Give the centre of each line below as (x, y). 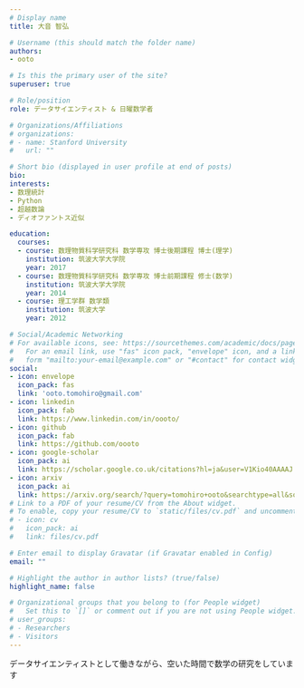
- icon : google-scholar (54, 453)
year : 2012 (46, 318)
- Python (26, 200)
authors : (26, 51)
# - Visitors (34, 636)
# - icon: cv (34, 520)
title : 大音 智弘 (39, 26)
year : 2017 (46, 267)
